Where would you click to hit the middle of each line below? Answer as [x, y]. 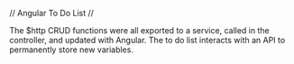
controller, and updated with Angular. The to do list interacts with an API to [147, 40]
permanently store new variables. [71, 50]
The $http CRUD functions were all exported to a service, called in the [139, 30]
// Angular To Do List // [52, 13]
